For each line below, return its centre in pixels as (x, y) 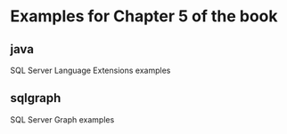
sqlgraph (36, 98)
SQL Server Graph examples (62, 119)
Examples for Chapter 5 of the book (144, 16)
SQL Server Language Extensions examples (90, 70)
